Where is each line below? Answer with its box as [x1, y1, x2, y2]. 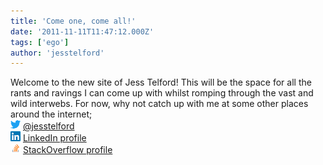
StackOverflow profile [22, 144, 113, 156]
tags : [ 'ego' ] [10, 37, 70, 47]
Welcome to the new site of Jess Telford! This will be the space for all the [10, 76, 312, 89]
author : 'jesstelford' [10, 48, 105, 58]
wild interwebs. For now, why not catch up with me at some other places [10, 98, 309, 110]
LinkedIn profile [22, 132, 87, 144]
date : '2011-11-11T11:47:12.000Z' [10, 26, 155, 37]
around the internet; [10, 108, 93, 120]
